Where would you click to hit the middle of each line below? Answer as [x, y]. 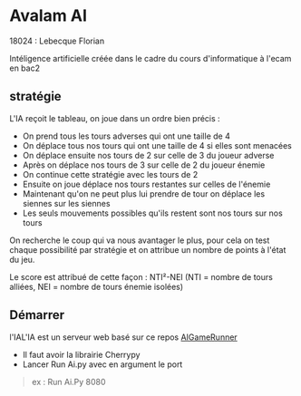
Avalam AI [49, 16]
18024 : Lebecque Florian [57, 41]
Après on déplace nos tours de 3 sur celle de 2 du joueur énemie [144, 165]
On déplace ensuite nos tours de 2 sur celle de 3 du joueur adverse [148, 155]
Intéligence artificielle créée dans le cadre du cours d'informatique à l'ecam [150, 58]
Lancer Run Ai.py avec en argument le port [102, 364]
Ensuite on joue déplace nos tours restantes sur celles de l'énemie [146, 184]
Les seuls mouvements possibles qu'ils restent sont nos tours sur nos [152, 213]
